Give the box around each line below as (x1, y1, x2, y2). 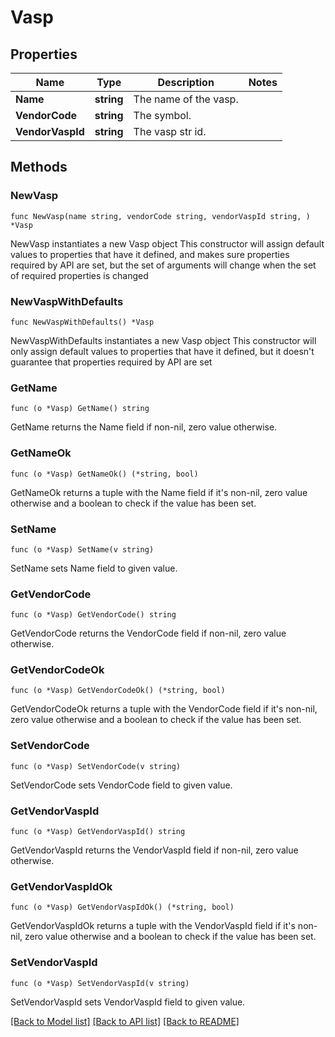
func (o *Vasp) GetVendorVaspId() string (10, 827, 186, 837)
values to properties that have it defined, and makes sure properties (10, 248, 290, 260)
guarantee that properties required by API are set (10, 356, 213, 368)
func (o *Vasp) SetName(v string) (10, 544, 155, 555)
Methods (10, 159, 68, 176)
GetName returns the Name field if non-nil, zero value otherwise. (10, 421, 278, 433)
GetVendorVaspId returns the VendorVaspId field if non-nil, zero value (10, 844, 299, 856)
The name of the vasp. (133, 92, 239, 106)
